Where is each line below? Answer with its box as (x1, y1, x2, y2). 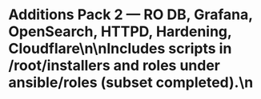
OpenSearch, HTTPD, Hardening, (8, 22, 232, 41)
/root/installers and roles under (8, 57, 221, 75)
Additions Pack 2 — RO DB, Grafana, (8, 6, 253, 24)
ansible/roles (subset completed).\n (8, 73, 254, 92)
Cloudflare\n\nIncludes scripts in (8, 40, 232, 57)
